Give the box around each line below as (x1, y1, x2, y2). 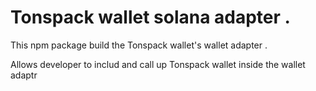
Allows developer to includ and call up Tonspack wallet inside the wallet (10, 58, 306, 70)
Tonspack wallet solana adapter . (10, 6, 291, 29)
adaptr (10, 69, 38, 81)
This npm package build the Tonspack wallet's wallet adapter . (10, 39, 268, 51)
